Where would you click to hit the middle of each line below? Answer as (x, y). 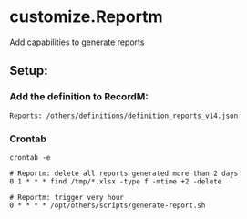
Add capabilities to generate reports (77, 42)
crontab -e (30, 157)
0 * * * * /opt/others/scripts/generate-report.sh (108, 205)
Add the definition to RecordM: (79, 97)
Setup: (29, 71)
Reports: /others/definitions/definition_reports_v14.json (124, 116)
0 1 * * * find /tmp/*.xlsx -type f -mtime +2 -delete (116, 181)
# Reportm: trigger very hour (67, 197)
